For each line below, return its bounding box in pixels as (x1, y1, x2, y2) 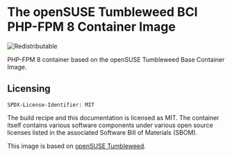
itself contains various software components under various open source (7, 121, 213, 129)
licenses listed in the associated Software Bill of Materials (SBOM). (7, 128, 198, 136)
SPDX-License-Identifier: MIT (7, 101, 95, 108)
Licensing (7, 83, 51, 94)
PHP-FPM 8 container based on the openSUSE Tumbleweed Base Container (7, 55, 225, 63)
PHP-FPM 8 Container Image (7, 19, 176, 35)
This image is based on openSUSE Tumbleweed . (7, 142, 146, 150)
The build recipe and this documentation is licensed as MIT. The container (7, 113, 219, 122)
